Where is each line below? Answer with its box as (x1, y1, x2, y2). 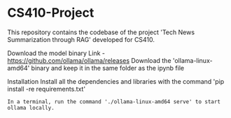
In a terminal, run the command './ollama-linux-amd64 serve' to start (7, 98, 220, 105)
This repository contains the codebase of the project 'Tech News (7, 28, 195, 36)
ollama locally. (7, 104, 55, 111)
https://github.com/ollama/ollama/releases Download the (7, 56, 171, 64)
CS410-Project (7, 5, 94, 21)
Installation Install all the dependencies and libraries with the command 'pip (7, 77, 225, 85)
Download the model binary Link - (7, 49, 105, 57)
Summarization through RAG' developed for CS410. (7, 35, 155, 43)
